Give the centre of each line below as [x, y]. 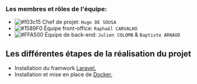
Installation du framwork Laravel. [55, 68]
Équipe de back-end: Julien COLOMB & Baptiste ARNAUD [112, 35]
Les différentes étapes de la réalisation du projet [98, 54]
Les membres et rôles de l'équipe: [56, 9]
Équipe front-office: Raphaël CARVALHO [91, 28]
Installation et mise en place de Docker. [63, 74]
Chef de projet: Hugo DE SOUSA [79, 22]
